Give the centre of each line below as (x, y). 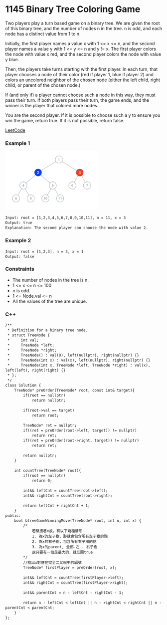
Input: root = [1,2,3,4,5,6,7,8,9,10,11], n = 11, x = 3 (66, 218)
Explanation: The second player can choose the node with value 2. (77, 228)
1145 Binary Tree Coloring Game (73, 9)
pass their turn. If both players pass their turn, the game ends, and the (77, 100)
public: (13, 516)
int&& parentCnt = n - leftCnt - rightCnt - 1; (73, 593)
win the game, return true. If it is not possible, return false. (65, 120)
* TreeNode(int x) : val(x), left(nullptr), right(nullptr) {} (79, 360)
